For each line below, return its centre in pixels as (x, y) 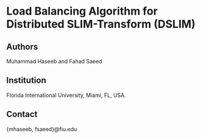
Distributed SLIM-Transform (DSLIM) (101, 24)
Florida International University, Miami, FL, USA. (66, 95)
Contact (22, 114)
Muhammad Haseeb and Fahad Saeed (54, 61)
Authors (22, 47)
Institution (26, 80)
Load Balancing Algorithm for (82, 11)
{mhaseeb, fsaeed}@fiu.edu (42, 129)
